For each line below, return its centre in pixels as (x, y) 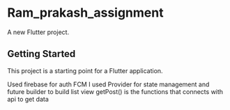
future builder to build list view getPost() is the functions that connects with (115, 91)
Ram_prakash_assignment (85, 13)
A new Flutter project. (38, 32)
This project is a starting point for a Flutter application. (85, 70)
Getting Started (41, 54)
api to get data (28, 99)
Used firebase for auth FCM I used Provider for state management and (108, 84)
